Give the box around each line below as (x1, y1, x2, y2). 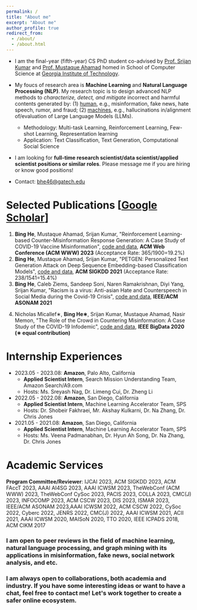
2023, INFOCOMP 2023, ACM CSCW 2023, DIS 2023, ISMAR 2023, (6, 497, 170, 504)
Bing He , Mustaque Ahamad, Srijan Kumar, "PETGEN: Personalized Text (14, 255, 189, 262)
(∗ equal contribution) (14, 329, 71, 336)
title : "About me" (6, 14, 51, 20)
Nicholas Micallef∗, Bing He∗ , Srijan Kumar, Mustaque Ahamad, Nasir (14, 310, 185, 317)
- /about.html (11, 42, 46, 48)
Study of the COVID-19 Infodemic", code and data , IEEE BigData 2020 (14, 323, 185, 330)
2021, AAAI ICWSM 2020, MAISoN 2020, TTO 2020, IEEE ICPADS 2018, (6, 515, 179, 522)
